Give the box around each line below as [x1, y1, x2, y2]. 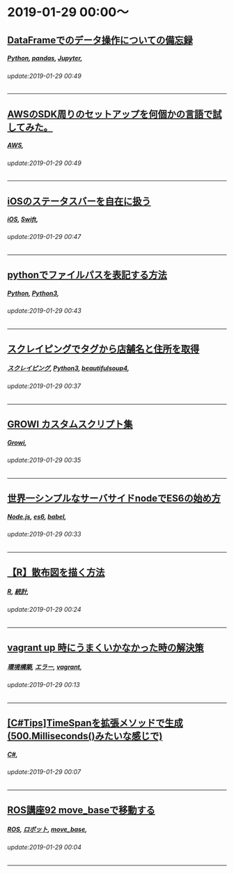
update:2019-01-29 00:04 [7, 843, 81, 851]
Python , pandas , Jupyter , [7, 54, 83, 63]
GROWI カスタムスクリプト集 [7, 419, 133, 431]
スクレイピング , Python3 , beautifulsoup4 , [7, 364, 130, 373]
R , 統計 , [7, 587, 29, 596]
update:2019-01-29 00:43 [7, 307, 81, 315]
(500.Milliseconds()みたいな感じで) [7, 730, 163, 742]
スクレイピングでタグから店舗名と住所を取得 [7, 343, 200, 355]
